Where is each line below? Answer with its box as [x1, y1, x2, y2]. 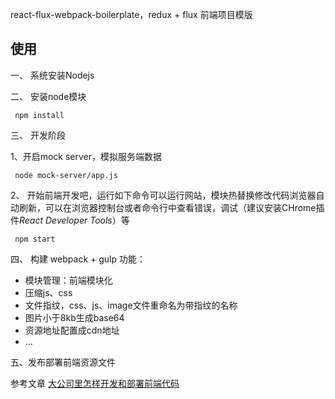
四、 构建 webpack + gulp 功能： [10, 253, 146, 265]
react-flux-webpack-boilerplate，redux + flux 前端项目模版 [10, 9, 253, 20]
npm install [14, 110, 65, 120]
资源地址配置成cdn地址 [24, 324, 120, 336]
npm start [14, 234, 56, 244]
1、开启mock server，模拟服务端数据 [10, 150, 163, 162]
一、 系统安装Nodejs [10, 69, 95, 81]
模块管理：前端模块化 [24, 274, 113, 286]
